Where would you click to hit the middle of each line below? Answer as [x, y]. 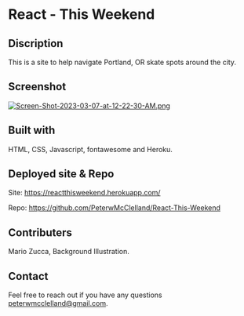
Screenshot [37, 87]
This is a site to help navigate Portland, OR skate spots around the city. [122, 62]
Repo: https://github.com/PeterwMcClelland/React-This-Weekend [115, 208]
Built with [32, 131]
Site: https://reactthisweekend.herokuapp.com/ [84, 193]
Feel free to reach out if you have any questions [85, 295]
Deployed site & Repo [61, 174]
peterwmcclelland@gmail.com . [58, 303]
